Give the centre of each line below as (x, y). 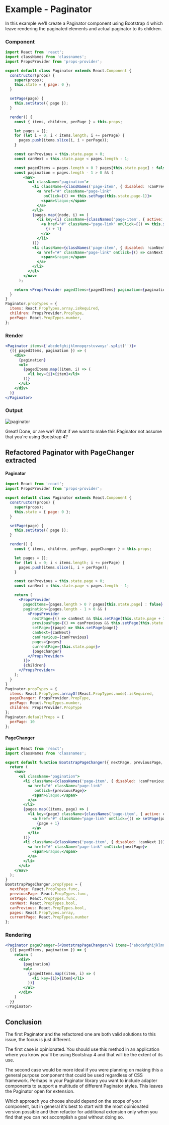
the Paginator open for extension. (40, 1091)
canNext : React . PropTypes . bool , (44, 903)
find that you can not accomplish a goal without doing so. (65, 1117)
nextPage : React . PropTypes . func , (45, 889)
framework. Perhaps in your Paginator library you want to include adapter (81, 1081)
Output (14, 411)
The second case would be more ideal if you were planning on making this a (84, 1070)
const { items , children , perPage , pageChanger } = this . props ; (83, 549)
